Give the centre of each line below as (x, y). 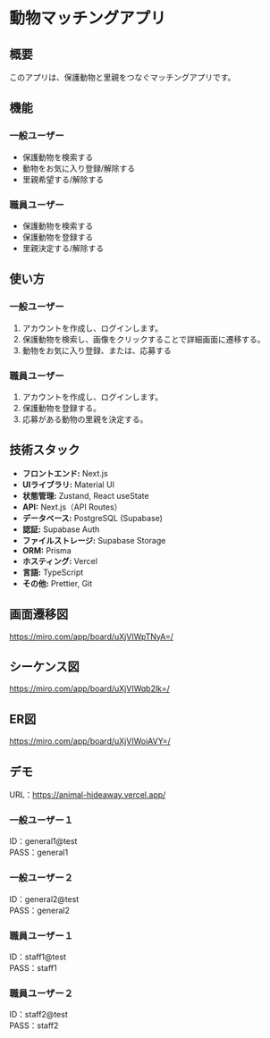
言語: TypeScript (53, 572)
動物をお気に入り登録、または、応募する (97, 350)
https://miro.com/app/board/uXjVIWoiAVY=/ (90, 741)
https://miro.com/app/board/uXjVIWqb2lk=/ (89, 688)
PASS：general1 (39, 852)
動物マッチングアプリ (88, 18)
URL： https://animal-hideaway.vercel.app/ (88, 795)
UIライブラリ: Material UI (68, 485)
